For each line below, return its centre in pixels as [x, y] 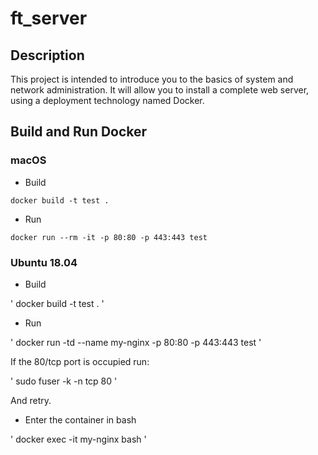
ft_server [49, 18]
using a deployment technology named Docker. [107, 100]
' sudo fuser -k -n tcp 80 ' [64, 381]
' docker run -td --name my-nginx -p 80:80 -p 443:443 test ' [136, 342]
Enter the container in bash [80, 419]
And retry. [31, 400]
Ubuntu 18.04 [44, 262]
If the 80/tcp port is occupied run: [80, 361]
